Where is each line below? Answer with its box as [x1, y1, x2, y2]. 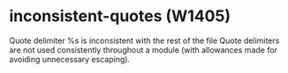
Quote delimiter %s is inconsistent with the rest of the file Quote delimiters [9, 35, 280, 46]
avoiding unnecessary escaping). [9, 54, 131, 64]
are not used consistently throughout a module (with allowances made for [9, 44, 278, 55]
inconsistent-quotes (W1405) [9, 6, 231, 26]
